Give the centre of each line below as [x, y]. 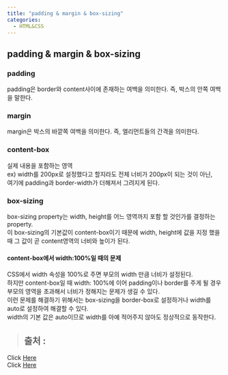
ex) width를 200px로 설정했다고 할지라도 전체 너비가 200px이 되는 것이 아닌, [110, 174]
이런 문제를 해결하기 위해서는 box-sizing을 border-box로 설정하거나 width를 [109, 300]
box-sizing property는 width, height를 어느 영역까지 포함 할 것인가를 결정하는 [112, 216]
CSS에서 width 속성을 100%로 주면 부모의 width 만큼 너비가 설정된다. [100, 274]
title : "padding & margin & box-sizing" [66, 13]
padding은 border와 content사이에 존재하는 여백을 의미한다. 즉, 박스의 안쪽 [108, 89]
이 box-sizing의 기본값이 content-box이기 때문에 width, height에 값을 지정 [108, 232]
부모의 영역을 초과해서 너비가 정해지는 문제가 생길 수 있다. [84, 292]
